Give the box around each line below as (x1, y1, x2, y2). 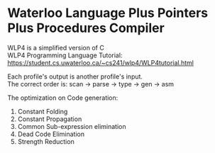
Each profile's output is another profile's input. (7, 72, 143, 81)
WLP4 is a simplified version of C (7, 43, 104, 52)
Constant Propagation (17, 115, 82, 123)
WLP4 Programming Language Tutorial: (7, 51, 123, 59)
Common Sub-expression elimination (17, 122, 126, 130)
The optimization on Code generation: (7, 93, 118, 102)
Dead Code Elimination (17, 130, 85, 138)
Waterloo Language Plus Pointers (7, 5, 208, 21)
